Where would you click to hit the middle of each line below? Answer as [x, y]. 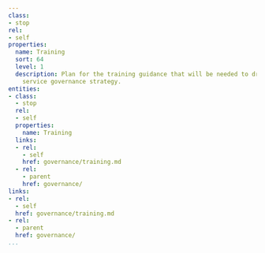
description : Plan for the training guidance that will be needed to [132, 74]
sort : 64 [30, 60]
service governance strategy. [72, 81]
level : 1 [30, 67]
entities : [24, 89]
